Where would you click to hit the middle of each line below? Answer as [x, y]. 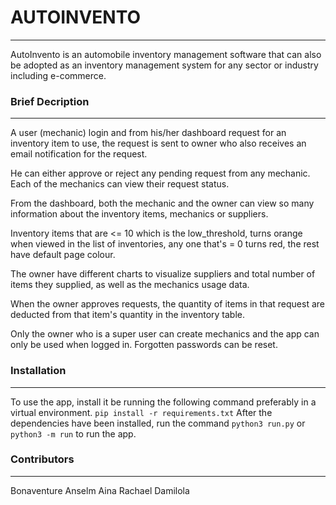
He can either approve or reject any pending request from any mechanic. [160, 173]
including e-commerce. [58, 75]
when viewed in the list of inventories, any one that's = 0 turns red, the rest [165, 244]
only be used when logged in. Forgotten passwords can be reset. [144, 345]
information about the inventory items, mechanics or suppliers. [139, 214]
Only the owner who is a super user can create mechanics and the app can [165, 334]
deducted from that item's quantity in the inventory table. [127, 315]
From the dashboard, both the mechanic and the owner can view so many [162, 203]
